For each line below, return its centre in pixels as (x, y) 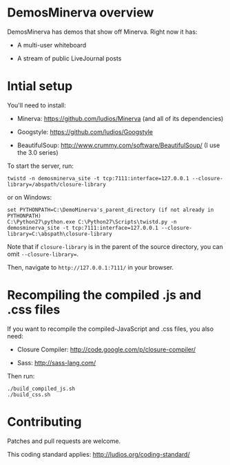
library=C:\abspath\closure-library (60, 234)
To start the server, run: (41, 166)
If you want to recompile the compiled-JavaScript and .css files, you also (111, 329)
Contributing (44, 422)
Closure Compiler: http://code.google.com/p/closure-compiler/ (106, 349)
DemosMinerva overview (81, 13)
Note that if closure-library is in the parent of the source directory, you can (115, 246)
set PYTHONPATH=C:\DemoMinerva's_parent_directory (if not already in (111, 210)
